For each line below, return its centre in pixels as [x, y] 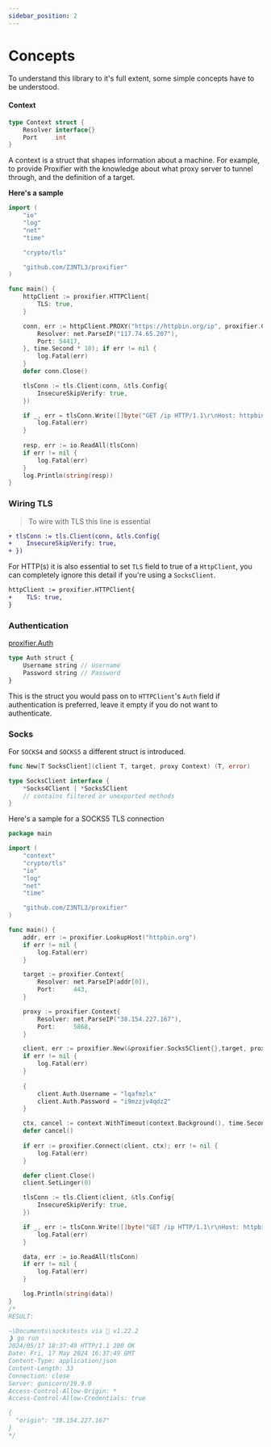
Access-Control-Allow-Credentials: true [77, 1399]
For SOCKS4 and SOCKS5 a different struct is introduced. [97, 751]
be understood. [34, 86]
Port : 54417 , [59, 341]
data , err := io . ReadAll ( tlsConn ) [81, 1256]
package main [30, 834]
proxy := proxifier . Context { [72, 1011]
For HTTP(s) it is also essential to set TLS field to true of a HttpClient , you [130, 567]
